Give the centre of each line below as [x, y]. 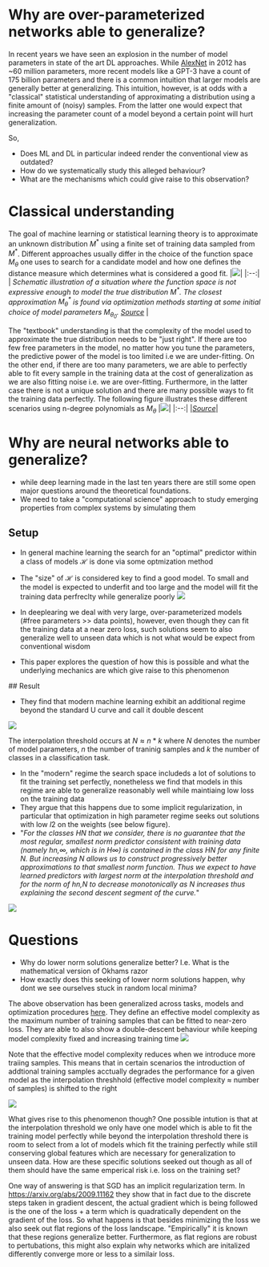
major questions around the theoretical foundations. [105, 491]
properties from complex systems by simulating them [108, 507]
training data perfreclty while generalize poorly [97, 597]
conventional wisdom [55, 646]
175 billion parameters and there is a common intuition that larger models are [134, 79]
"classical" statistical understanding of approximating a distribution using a [132, 96]
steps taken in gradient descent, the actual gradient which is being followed [133, 1203]
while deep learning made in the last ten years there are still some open [138, 482]
